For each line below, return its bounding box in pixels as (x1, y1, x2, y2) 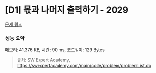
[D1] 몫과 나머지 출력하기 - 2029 (5, 4, 128, 16)
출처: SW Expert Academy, (17, 57, 70, 63)
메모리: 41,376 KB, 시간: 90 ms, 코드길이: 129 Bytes (5, 47, 105, 53)
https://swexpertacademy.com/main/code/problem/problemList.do (17, 63, 152, 69)
